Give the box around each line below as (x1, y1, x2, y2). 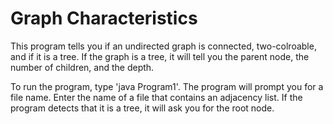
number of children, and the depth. (10, 61, 155, 73)
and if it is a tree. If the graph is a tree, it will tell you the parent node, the (10, 50, 310, 62)
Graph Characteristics (10, 7, 198, 30)
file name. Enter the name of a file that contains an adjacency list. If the (10, 91, 303, 103)
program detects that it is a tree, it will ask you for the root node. (10, 102, 275, 114)
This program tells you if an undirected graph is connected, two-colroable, (10, 40, 317, 52)
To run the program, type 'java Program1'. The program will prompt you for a (10, 80, 324, 92)
